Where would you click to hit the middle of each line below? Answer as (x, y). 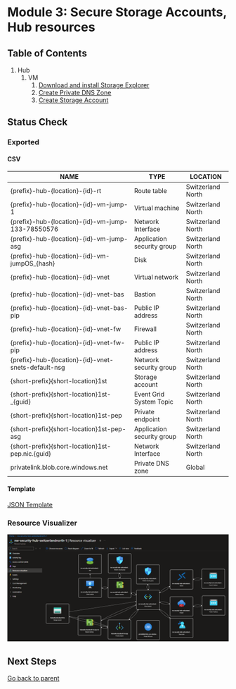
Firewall (145, 329)
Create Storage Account (73, 100)
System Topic (154, 402)
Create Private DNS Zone (75, 93)
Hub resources (51, 27)
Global (195, 467)
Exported (24, 142)
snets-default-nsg (38, 367)
